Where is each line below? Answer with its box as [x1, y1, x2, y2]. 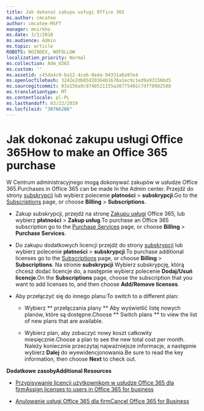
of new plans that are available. [24, 317, 104, 325]
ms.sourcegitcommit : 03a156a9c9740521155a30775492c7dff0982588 [6, 83, 172, 90]
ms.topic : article [6, 44, 53, 50]
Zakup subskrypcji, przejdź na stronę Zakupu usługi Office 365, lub [15, 210, 186, 218]
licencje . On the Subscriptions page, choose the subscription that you [15, 274, 193, 282]
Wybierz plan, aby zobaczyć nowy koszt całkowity [24, 329, 152, 337]
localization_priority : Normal [6, 55, 86, 61]
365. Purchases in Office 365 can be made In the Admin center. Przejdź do [6, 185, 194, 193]
